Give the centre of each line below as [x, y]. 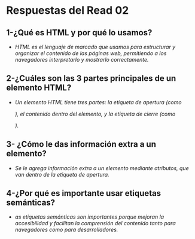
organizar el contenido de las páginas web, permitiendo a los [91, 53]
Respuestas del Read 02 [68, 10]
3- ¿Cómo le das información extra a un [81, 144]
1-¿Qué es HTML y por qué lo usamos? [79, 33]
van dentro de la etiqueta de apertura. [62, 174]
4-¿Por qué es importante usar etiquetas [84, 193]
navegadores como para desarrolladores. [66, 230]
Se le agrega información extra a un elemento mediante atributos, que [102, 168]
